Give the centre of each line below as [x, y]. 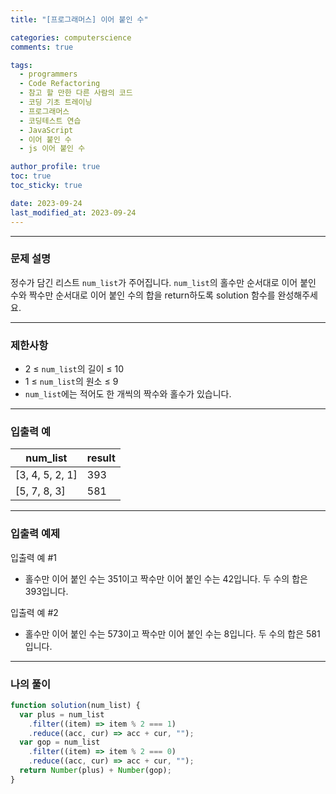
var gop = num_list [60, 742]
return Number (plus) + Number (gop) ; [95, 771]
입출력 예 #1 [33, 557]
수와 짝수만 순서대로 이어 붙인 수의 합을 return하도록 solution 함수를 [143, 295]
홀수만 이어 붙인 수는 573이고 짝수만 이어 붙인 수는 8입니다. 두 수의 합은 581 [172, 633]
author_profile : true [55, 167]
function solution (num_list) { [75, 705]
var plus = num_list [62, 714]
